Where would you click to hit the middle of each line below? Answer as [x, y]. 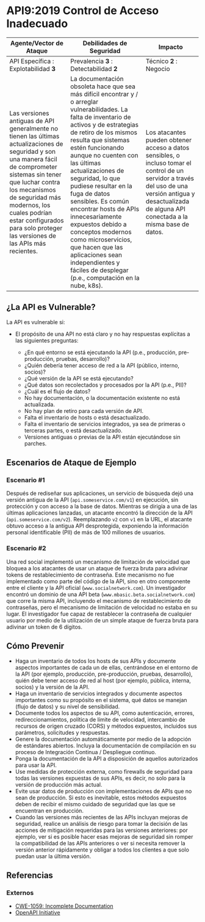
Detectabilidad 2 [94, 69]
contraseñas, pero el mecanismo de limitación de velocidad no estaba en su [102, 607]
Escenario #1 [26, 480]
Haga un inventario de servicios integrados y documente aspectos [99, 693]
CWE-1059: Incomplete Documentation [64, 906]
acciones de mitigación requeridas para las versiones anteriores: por [101, 830]
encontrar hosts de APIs [105, 209]
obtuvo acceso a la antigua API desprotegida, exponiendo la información [98, 526]
